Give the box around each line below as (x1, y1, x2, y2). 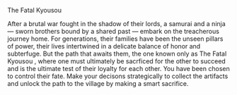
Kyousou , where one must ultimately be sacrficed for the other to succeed (7, 57, 226, 65)
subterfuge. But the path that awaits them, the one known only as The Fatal (7, 49, 227, 58)
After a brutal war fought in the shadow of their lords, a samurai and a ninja (7, 20, 226, 27)
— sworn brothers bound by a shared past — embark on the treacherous (7, 27, 219, 35)
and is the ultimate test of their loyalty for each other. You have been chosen (7, 65, 230, 72)
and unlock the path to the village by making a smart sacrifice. (7, 80, 189, 87)
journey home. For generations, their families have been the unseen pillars (7, 34, 224, 43)
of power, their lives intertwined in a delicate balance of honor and (7, 42, 201, 50)
